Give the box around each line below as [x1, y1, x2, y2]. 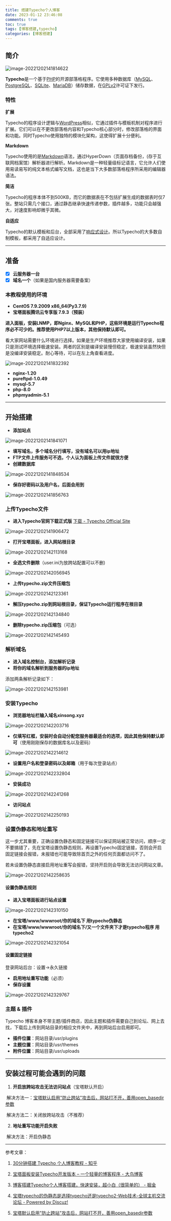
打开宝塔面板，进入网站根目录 [12, 539, 75, 545]
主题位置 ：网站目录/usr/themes [12, 1042, 79, 1048]
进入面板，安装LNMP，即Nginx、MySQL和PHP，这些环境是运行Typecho [5, 320, 160, 326]
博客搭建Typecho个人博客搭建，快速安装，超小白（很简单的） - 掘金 [12, 1182, 156, 1188]
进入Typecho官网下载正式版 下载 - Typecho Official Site [12, 518, 131, 524]
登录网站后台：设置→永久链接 [5, 964, 68, 970]
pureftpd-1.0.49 [12, 376, 47, 382]
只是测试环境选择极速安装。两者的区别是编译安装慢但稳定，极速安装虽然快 [5, 343, 161, 350]
